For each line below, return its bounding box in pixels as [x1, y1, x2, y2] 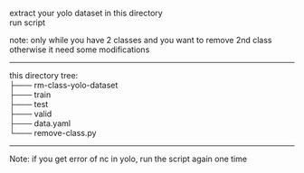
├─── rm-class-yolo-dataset [9, 80, 119, 90]
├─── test [9, 99, 49, 109]
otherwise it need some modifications [9, 44, 150, 55]
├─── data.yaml [9, 118, 71, 129]
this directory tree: [9, 70, 79, 80]
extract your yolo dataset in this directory [9, 8, 163, 18]
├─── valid [9, 108, 52, 119]
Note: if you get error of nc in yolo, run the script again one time [9, 153, 247, 164]
